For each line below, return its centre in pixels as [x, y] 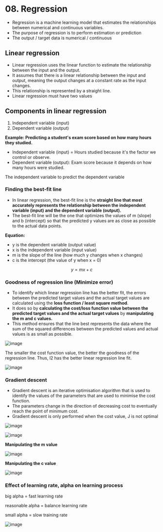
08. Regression [36, 9]
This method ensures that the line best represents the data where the [81, 324]
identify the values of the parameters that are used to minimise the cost [84, 396]
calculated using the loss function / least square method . [70, 303]
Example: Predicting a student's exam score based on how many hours [78, 137]
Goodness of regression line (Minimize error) [59, 282]
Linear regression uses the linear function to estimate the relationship [81, 65]
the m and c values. [32, 319]
